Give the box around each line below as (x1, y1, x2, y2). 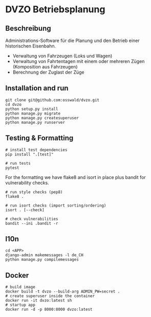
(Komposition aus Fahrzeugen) (12, 64, 78, 70)
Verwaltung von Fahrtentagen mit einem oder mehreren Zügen (12, 58, 145, 64)
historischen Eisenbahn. (5, 43, 56, 49)
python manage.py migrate (5, 111, 60, 116)
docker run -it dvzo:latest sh (5, 298, 72, 303)
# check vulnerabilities (5, 216, 58, 221)
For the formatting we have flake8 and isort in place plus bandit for (5, 174, 146, 180)
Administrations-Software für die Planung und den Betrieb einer (5, 37, 140, 43)
